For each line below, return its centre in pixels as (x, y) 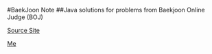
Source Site (23, 30)
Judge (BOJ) (25, 17)
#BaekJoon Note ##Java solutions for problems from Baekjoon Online (106, 10)
